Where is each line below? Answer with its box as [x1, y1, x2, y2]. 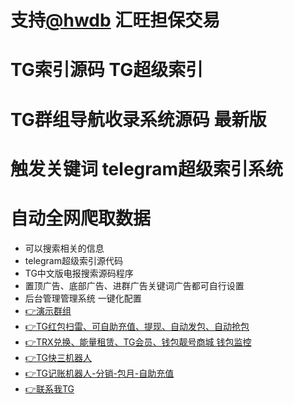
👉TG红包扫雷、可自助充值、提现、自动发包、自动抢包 [24, 320, 250, 332]
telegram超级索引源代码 [24, 254, 123, 266]
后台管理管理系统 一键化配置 [24, 292, 142, 304]
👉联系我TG [24, 382, 75, 395]
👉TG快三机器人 [24, 351, 92, 363]
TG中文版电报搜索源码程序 [24, 267, 134, 279]
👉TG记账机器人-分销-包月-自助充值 [24, 367, 175, 379]
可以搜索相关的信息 [24, 242, 105, 254]
